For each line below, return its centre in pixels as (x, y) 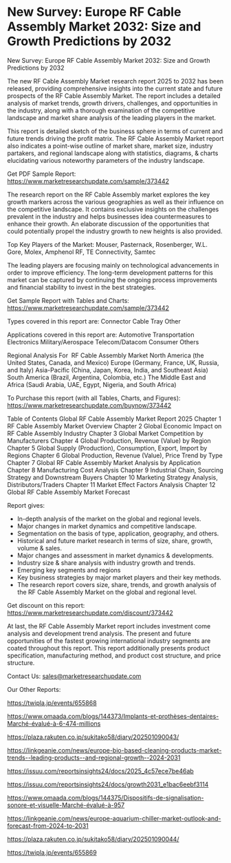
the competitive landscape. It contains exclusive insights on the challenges (113, 209)
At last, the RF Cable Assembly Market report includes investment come (109, 626)
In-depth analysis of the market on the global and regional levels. (109, 519)
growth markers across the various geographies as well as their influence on (115, 201)
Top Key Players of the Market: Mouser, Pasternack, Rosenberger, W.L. (107, 244)
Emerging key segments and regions (69, 570)
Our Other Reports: (34, 689)
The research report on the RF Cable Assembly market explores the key (109, 195)
